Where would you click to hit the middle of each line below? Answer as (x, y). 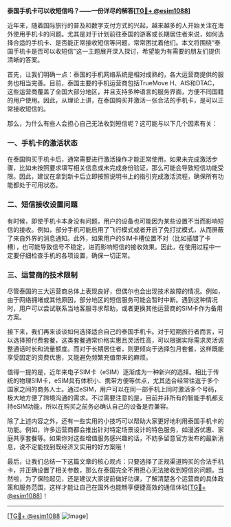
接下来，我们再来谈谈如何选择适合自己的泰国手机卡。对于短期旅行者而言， (112, 331)
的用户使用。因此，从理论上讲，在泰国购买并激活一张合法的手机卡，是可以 (112, 100)
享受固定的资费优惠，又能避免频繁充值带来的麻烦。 (79, 357)
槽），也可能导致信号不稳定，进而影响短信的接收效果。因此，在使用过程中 (111, 246)
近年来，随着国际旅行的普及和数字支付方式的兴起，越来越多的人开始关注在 (112, 25)
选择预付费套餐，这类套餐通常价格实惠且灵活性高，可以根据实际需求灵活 (115, 340)
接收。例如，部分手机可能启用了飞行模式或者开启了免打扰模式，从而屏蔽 (121, 229)
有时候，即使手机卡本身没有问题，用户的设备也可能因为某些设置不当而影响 (112, 221)
